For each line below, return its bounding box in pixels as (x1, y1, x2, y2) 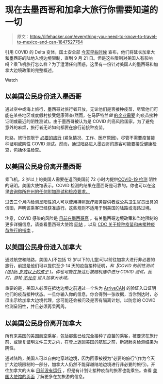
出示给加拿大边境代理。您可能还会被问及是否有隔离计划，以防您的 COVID (9, 297, 156, 303)
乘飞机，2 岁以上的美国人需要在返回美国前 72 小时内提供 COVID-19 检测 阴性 (5, 176, 158, 182)
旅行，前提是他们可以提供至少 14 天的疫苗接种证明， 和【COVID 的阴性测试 (5, 263, 154, 269)
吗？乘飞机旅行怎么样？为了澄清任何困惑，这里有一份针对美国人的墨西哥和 (5, 61, 154, 67)
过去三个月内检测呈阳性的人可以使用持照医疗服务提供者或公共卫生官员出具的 (5, 199, 158, 205)
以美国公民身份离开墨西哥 (5, 162, 81, 171)
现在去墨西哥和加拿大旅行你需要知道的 (5, 4, 159, 16)
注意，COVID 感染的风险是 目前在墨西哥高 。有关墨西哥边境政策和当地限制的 (5, 215, 158, 221)
